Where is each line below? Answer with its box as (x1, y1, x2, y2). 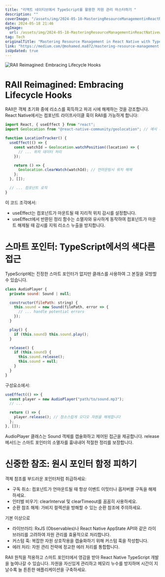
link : (5, 44, 16, 49)
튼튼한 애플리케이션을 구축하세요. (23, 566, 87, 573)
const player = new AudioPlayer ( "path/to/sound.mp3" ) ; (9, 397, 124, 402)
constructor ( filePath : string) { (9, 300, 78, 305)
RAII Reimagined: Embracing (5, 79, 124, 90)
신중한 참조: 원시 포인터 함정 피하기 (5, 458, 137, 469)
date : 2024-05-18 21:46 (5, 21, 54, 26)
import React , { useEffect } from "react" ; (5, 122, 96, 127)
